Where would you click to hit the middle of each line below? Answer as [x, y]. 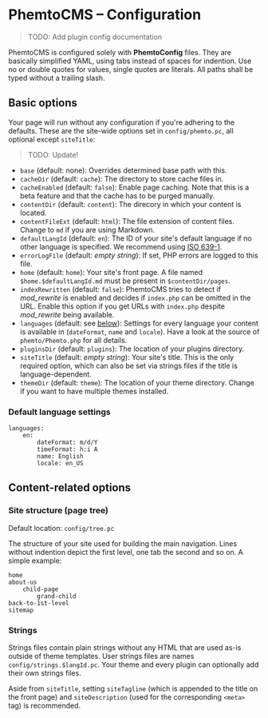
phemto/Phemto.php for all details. [73, 340]
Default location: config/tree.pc [61, 528]
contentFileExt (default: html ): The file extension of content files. [127, 221]
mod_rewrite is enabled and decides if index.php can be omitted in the [135, 297]
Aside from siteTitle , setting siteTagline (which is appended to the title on [133, 688]
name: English [60, 457]
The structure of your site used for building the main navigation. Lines [123, 543]
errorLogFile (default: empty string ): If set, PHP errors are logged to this [139, 255]
